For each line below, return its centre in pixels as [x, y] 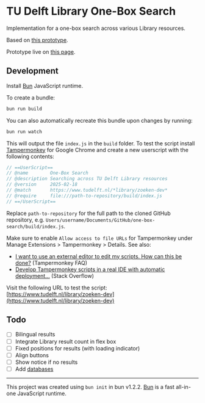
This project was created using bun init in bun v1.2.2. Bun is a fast [91, 387]
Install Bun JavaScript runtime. [45, 85]
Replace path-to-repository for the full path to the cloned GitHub [88, 213]
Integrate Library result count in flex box [66, 341]
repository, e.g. [25, 220]
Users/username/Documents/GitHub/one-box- [100, 220]
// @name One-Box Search [47, 173]
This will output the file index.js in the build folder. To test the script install [101, 143]
